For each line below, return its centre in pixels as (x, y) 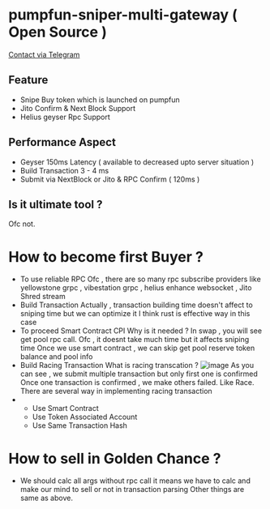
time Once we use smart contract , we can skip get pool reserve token (137, 348)
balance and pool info (56, 357)
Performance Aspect (62, 142)
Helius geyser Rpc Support (65, 117)
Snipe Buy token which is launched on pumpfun (100, 100)
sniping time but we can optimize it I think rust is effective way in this (135, 314)
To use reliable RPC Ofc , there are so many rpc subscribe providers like (140, 279)
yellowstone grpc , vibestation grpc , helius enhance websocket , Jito (136, 288)
